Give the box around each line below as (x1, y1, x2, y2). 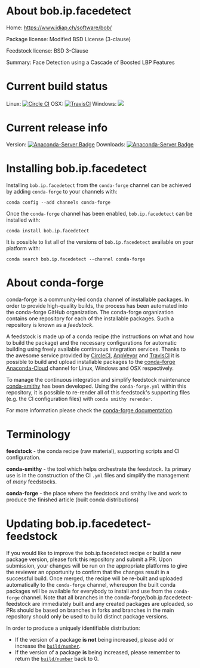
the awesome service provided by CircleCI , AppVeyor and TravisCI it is (6, 351, 180, 359)
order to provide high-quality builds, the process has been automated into (6, 302, 188, 309)
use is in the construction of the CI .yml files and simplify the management (6, 471, 189, 479)
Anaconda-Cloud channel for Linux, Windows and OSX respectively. (6, 364, 174, 372)
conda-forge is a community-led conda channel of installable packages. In (6, 296, 189, 303)
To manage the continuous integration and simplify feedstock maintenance (6, 376, 190, 383)
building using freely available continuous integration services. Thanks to (6, 345, 186, 353)
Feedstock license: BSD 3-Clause (6, 47, 88, 54)
